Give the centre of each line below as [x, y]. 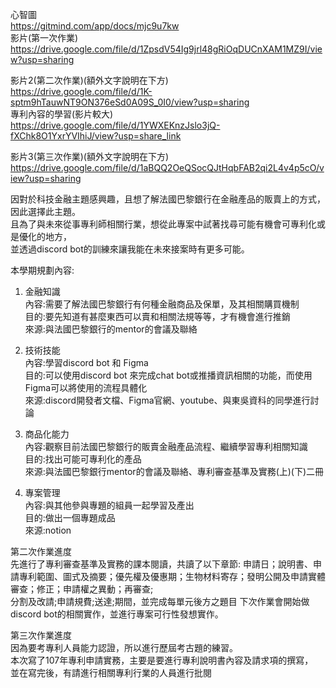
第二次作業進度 [41, 551]
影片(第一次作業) [44, 37]
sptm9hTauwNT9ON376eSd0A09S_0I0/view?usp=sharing [130, 102]
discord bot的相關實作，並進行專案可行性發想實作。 [117, 614]
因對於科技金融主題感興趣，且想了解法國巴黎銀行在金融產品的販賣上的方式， [168, 199]
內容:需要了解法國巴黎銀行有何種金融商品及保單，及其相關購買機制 [162, 304]
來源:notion [48, 530]
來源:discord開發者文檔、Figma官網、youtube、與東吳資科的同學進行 [167, 400]
